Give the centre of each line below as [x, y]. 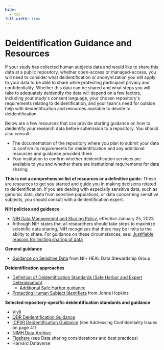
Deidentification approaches [35, 268]
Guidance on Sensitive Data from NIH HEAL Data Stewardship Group [81, 258]
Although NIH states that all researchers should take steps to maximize [83, 224]
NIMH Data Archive [32, 333]
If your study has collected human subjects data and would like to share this [82, 67]
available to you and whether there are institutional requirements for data [85, 164]
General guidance [24, 249]
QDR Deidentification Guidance [44, 317]
